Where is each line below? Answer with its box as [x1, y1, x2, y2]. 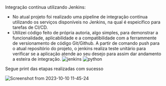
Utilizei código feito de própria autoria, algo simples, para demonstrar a [12, 30, 158, 35]
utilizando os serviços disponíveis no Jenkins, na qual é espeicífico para [12, 19, 161, 25]
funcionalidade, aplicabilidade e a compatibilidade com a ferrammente [12, 35, 157, 41]
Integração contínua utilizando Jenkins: [5, 4, 86, 10]
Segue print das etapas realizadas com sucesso [5, 66, 103, 72]
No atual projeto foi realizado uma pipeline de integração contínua [12, 14, 148, 19]
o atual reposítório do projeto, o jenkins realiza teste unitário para [12, 46, 146, 51]
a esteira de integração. [12, 56, 61, 62]
